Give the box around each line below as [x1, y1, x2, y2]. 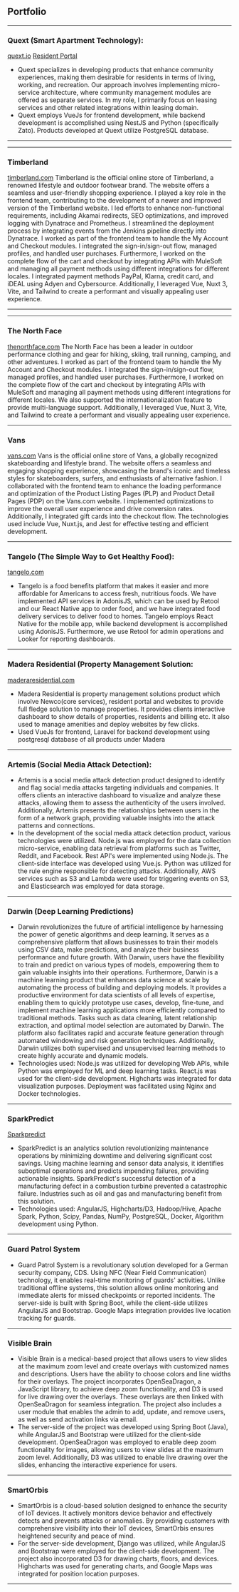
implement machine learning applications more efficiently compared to [17, 1006, 225, 1014]
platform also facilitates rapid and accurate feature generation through [17, 1029, 224, 1037]
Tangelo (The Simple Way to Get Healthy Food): [7, 551, 175, 561]
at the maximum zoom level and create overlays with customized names [17, 1362, 229, 1371]
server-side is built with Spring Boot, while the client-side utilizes [17, 1299, 208, 1307]
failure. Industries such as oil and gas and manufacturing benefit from [17, 1189, 223, 1198]
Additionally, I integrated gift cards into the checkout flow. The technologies [7, 512, 229, 520]
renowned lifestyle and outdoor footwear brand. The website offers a [7, 181, 210, 190]
